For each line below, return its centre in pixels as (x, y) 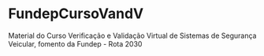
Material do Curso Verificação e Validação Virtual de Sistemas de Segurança (132, 35)
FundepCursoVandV (76, 14)
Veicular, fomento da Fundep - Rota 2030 (75, 43)
